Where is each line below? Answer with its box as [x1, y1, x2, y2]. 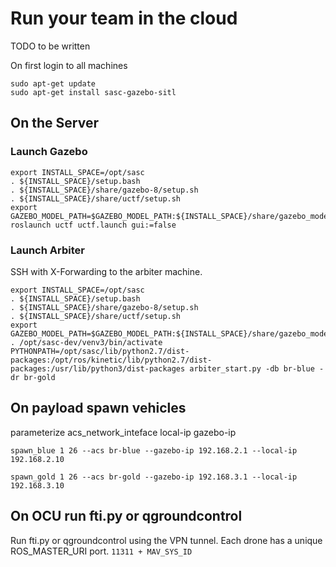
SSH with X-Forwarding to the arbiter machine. [10, 265, 203, 277]
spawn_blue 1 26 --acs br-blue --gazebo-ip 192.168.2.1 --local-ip [10, 445, 298, 456]
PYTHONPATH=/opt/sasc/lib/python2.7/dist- [10, 346, 190, 356]
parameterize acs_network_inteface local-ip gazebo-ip [10, 426, 237, 438]
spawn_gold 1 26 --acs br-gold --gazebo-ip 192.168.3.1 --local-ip [10, 472, 298, 482]
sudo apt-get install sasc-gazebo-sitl [10, 87, 177, 97]
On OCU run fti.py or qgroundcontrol [10, 508, 243, 525]
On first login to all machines [10, 59, 128, 71]
